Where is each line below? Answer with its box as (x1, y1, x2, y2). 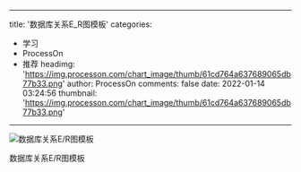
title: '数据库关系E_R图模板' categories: (9, 19, 152, 30)
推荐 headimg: (21, 59, 76, 69)
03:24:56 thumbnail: (21, 88, 98, 99)
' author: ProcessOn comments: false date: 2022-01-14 (62, 78, 266, 89)
